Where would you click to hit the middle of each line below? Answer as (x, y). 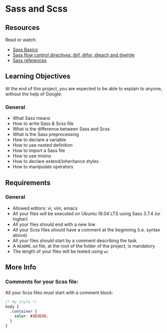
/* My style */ (21, 302)
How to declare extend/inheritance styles (55, 161)
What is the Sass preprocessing (46, 135)
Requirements (28, 182)
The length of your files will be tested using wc (60, 251)
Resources (23, 28)
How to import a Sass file (39, 151)
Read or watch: (21, 40)
